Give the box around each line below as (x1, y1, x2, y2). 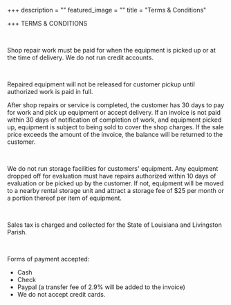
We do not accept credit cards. (17, 290, 106, 298)
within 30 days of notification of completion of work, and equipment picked (7, 115, 222, 124)
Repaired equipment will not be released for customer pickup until (7, 80, 195, 89)
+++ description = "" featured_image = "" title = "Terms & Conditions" (7, 6, 207, 14)
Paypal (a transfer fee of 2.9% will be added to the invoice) (17, 283, 185, 291)
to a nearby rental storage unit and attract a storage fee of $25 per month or (7, 187, 225, 194)
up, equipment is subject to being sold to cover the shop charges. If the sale (7, 123, 224, 131)
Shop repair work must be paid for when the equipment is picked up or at (7, 46, 216, 54)
